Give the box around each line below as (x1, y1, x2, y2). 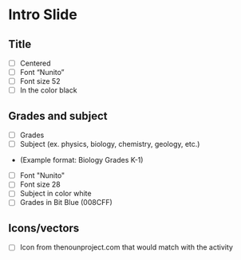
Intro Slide (8, 6, 77, 24)
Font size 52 (19, 77, 61, 86)
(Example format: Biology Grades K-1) (19, 156, 144, 165)
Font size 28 (19, 179, 61, 189)
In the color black (19, 85, 77, 95)
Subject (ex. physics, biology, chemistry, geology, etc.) (19, 140, 200, 149)
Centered (19, 58, 51, 68)
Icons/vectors (8, 221, 80, 234)
